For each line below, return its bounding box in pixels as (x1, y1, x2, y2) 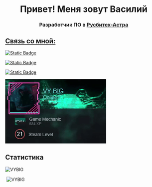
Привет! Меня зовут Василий (19, 3, 148, 15)
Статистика (5, 153, 44, 162)
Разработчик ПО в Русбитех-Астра (39, 21, 129, 28)
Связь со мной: (5, 36, 56, 45)
